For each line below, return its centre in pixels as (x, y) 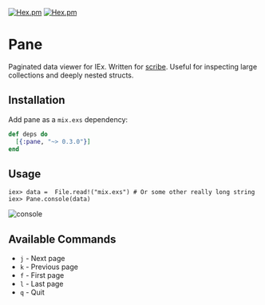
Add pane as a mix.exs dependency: (68, 119)
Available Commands (62, 239)
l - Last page (42, 284)
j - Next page (42, 258)
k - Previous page (49, 267)
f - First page (42, 275)
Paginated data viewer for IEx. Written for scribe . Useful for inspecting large (133, 66)
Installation (37, 100)
